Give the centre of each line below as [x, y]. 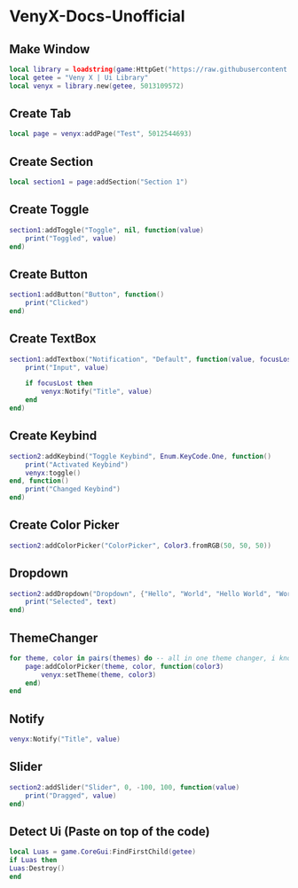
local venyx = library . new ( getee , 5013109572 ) [97, 86]
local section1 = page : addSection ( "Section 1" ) [99, 182]
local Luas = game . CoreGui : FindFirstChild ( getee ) [103, 852]
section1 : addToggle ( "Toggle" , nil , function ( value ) [106, 230]
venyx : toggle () [53, 473]
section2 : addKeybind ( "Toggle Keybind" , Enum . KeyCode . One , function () [141, 456]
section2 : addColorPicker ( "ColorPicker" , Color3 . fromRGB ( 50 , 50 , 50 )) [141, 546]
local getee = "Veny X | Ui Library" [79, 77]
